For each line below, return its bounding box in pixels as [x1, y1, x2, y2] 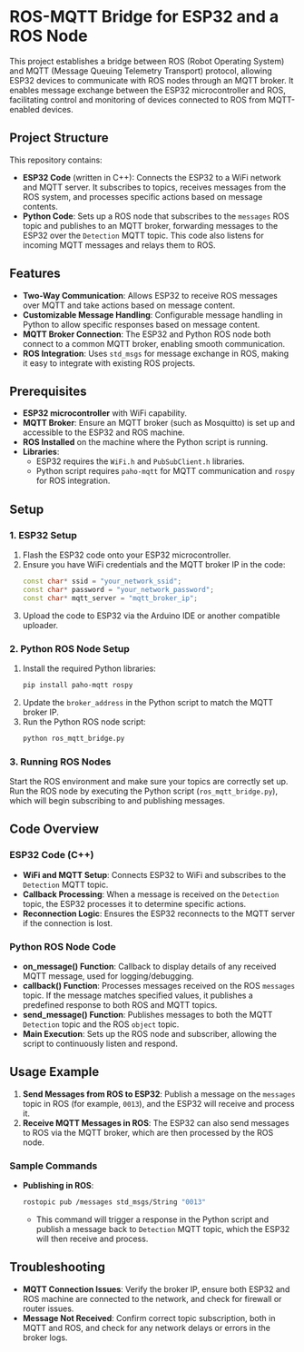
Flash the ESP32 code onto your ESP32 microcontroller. [22, 549, 231, 560]
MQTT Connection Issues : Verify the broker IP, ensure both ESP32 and [22, 1283, 290, 1295]
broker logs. [22, 1332, 68, 1343]
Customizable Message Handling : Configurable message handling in [22, 309, 283, 320]
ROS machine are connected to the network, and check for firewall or [22, 1293, 282, 1304]
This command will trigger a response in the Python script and [35, 1214, 270, 1225]
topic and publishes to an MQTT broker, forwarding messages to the [22, 220, 279, 231]
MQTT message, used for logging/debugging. [22, 971, 194, 982]
